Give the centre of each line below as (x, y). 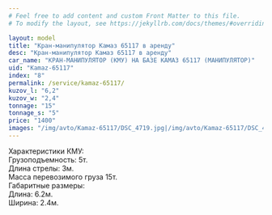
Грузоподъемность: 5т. (48, 159)
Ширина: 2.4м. (34, 202)
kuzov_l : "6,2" (34, 91)
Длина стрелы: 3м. (41, 168)
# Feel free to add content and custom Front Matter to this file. (125, 16)
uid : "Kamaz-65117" (41, 68)
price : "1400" (32, 121)
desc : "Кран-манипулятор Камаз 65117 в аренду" (90, 53)
